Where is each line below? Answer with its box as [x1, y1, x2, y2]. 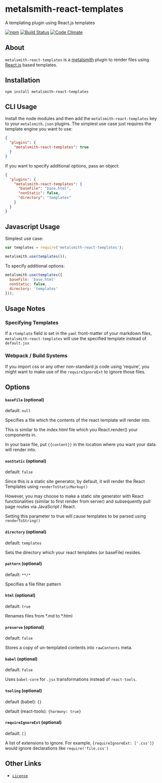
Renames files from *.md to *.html [5, 613, 73, 619]
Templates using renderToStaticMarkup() [5, 484, 88, 489]
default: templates [5, 540, 42, 546]
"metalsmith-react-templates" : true [14, 145, 89, 150]
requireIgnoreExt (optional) [5, 719, 62, 725]
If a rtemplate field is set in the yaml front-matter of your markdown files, [5, 330, 152, 336]
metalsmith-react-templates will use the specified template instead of [5, 336, 147, 342]
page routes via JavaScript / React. [5, 504, 76, 510]
